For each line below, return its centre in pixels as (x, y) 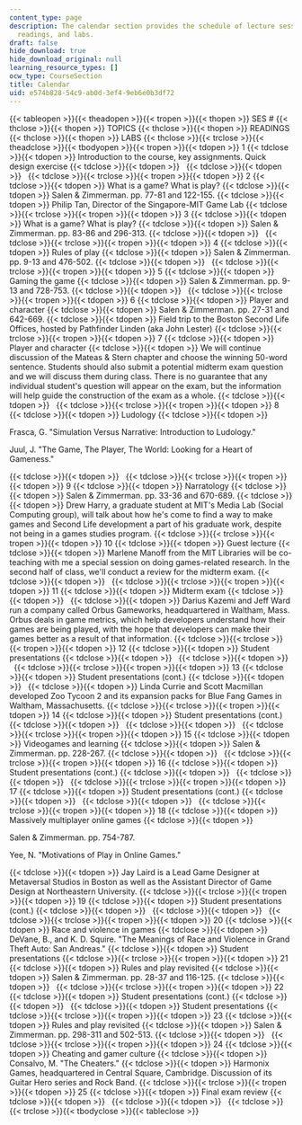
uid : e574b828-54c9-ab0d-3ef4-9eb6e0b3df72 (92, 93)
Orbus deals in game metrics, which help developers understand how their (147, 619)
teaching (26, 562)
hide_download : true (48, 51)
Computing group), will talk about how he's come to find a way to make (141, 514)
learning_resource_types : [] (64, 68)
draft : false (34, 43)
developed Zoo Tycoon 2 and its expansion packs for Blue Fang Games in (146, 695)
